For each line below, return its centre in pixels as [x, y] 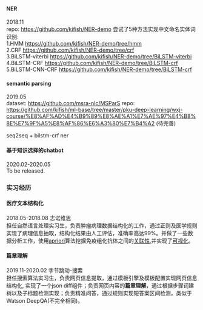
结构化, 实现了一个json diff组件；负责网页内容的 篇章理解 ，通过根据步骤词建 [100, 285]
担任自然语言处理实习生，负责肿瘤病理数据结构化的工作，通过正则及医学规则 [102, 226]
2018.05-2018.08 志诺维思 [39, 218]
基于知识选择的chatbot [35, 150]
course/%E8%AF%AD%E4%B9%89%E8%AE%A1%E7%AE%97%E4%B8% [101, 116]
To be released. [26, 171]
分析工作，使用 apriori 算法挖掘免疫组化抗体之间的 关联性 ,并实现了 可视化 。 [102, 241]
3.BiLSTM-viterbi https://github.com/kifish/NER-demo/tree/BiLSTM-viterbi [99, 57]
